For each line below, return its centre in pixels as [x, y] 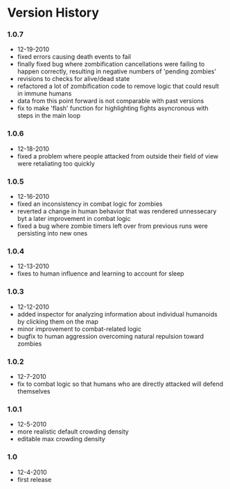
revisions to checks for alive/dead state [73, 79]
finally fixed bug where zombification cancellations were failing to [111, 64]
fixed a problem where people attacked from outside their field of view [118, 156]
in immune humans [44, 94]
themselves [34, 391]
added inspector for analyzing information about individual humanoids [117, 314]
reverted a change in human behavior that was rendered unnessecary [117, 211]
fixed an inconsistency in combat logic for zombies [90, 204]
